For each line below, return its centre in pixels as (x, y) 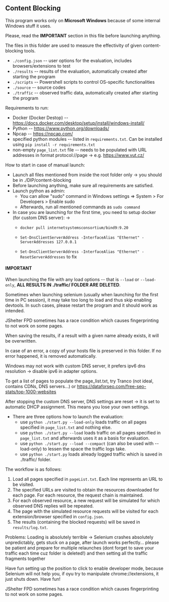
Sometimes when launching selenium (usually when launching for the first (82, 295)
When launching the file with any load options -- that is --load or (72, 280)
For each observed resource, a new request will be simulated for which (86, 501)
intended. (15, 311)
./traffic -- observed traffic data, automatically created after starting (85, 92)
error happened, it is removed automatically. (51, 356)
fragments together (25, 559)
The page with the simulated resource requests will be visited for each (85, 511)
